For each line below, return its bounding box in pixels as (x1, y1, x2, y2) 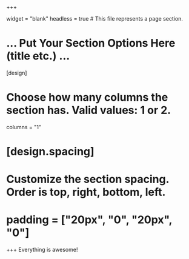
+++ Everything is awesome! (6, 246, 78, 254)
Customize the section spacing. (6, 172, 170, 186)
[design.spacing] (6, 145, 95, 158)
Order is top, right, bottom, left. (6, 186, 166, 199)
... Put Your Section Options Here (6, 36, 176, 50)
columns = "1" (6, 123, 41, 130)
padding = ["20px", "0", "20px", (6, 213, 173, 227)
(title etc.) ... (6, 49, 70, 63)
